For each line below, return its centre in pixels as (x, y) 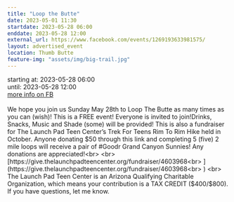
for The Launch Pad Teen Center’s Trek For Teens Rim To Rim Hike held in (114, 131)
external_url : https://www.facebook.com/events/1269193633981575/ (106, 40)
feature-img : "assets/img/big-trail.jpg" (69, 60)
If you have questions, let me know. (59, 191)
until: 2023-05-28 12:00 (42, 87)
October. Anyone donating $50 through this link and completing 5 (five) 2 (113, 139)
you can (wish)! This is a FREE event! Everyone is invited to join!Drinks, (110, 116)
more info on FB (31, 94)
